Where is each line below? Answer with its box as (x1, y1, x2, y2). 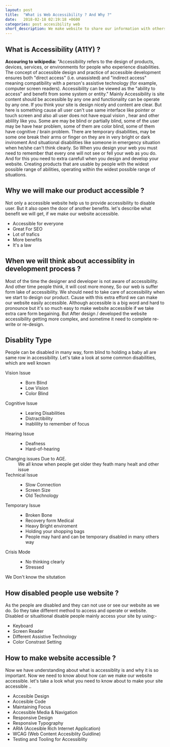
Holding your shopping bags (25, 528, 85, 535)
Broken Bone (25, 512, 53, 518)
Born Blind (25, 380, 47, 386)
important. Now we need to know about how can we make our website (5, 672, 152, 679)
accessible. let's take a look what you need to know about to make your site (5, 678, 163, 684)
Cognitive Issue (5, 400, 38, 406)
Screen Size (25, 487, 51, 493)
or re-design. (17, 321, 45, 327)
